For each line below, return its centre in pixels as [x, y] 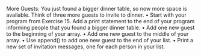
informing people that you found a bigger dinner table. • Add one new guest [100, 27]
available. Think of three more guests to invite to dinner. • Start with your [96, 15]
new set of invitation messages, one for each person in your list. [86, 46]
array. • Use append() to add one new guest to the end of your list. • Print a [100, 40]
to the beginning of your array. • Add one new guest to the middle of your [97, 34]
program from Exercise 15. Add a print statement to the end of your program [100, 21]
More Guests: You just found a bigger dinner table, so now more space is [97, 9]
